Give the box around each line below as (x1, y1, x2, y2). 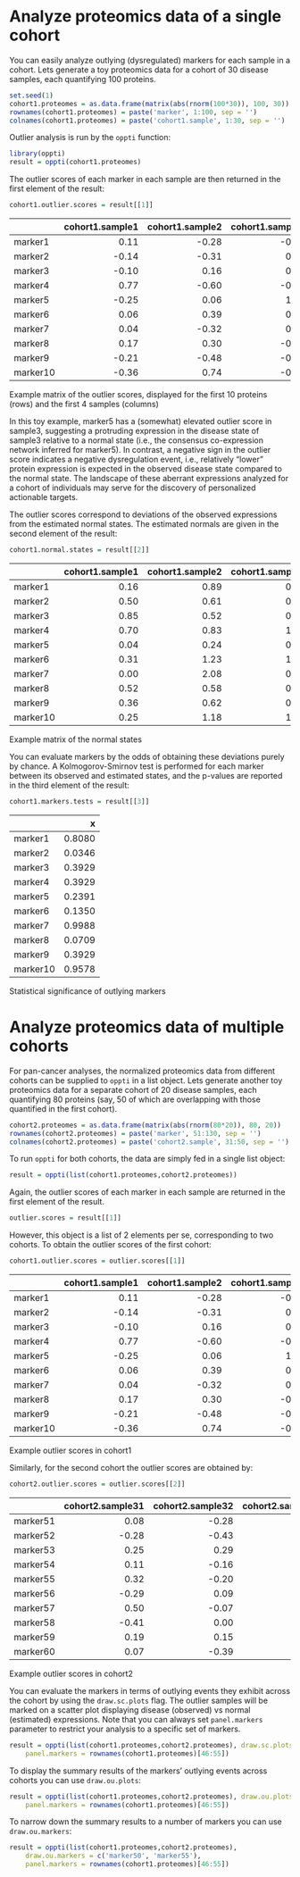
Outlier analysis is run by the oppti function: (9, 132, 171, 143)
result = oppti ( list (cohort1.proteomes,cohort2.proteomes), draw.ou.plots (9, 1792, 294, 1801)
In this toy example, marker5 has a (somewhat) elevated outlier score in (9, 416, 272, 427)
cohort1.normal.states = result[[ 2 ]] (9, 546, 150, 555)
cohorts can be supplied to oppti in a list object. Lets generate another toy (9, 1074, 283, 1086)
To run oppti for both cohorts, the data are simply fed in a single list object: (9, 1154, 286, 1164)
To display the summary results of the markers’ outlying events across (9, 1765, 268, 1776)
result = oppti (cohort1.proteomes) (9, 158, 142, 167)
